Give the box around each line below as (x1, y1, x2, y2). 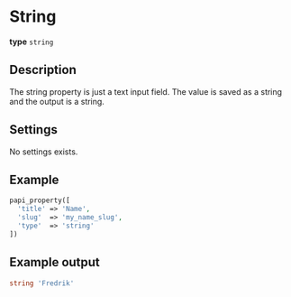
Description (9, 62, 77, 78)
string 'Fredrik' (9, 278, 75, 288)
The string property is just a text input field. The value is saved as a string (9, 86, 282, 97)
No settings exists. (9, 146, 78, 157)
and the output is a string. (9, 96, 105, 107)
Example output (9, 255, 101, 270)
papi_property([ (9, 196, 70, 205)
